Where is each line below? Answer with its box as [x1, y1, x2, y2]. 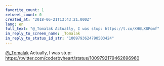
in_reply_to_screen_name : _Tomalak [5, 31, 80, 36]
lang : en [5, 21, 24, 27]
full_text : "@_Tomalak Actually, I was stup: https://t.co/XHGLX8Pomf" [5, 26, 159, 31]
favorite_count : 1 [5, 7, 44, 13]
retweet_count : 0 [5, 12, 42, 17]
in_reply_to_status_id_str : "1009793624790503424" [5, 36, 114, 41]
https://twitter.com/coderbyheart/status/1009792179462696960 [5, 55, 140, 61]
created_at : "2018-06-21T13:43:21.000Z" [5, 17, 92, 22]
